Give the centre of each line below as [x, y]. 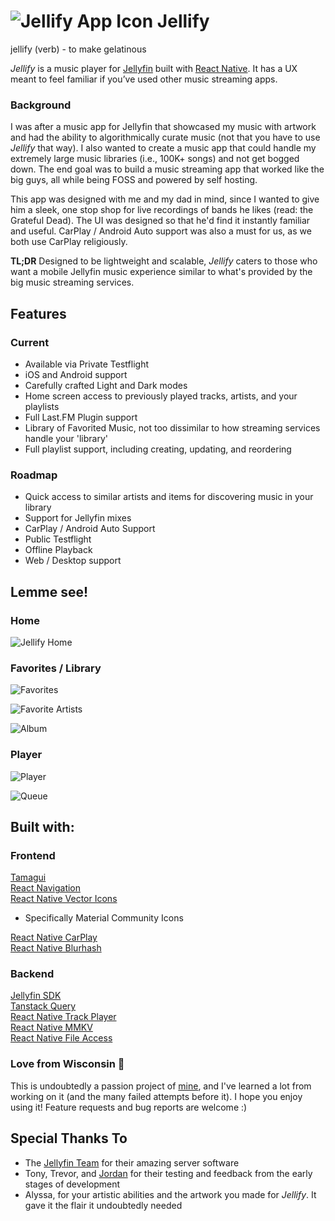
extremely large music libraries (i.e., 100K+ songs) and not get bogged [155, 159]
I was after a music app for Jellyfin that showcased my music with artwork [163, 127]
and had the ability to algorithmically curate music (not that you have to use [165, 137]
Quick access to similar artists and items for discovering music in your [169, 497]
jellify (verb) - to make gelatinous [78, 49]
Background [41, 105]
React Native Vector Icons [64, 899]
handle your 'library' [66, 438]
